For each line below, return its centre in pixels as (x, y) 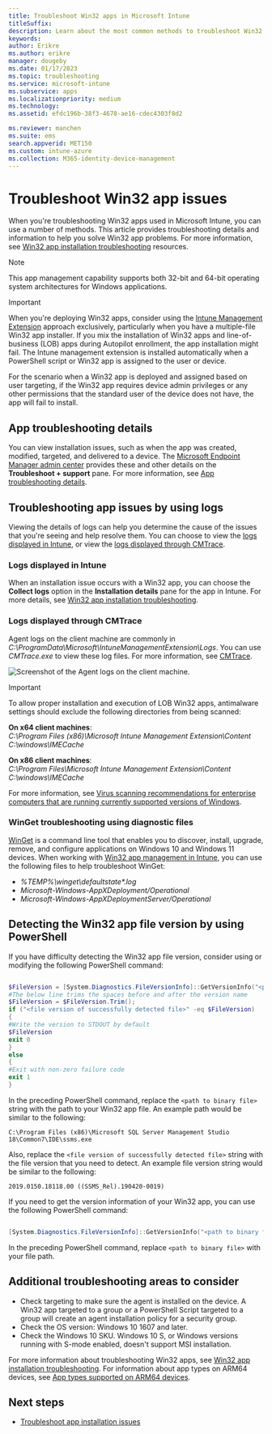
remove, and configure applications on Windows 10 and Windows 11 (121, 849)
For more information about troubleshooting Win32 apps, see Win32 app (130, 1360)
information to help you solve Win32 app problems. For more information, (131, 238)
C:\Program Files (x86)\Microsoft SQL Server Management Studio (119, 1132)
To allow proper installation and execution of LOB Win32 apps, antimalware (134, 703)
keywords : (25, 38)
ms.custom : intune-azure (50, 151)
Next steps (36, 1402)
